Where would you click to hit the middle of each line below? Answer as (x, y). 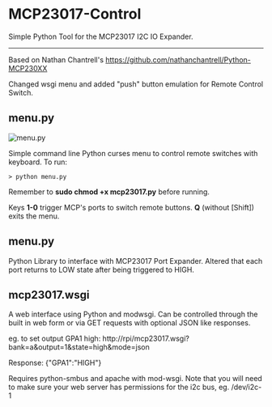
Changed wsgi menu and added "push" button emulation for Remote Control (136, 84)
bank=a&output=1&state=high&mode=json (79, 347)
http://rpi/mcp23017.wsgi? (146, 339)
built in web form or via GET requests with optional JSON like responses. (130, 323)
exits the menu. (34, 216)
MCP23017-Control (75, 14)
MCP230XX (28, 68)
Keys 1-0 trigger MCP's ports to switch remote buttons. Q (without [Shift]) (132, 207)
